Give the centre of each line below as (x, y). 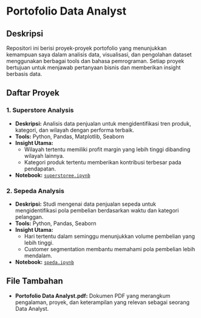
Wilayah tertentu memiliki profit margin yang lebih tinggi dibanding (107, 149)
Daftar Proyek (33, 93)
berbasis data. (24, 74)
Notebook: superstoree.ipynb (53, 175)
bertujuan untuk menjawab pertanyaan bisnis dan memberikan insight (94, 67)
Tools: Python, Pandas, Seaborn (56, 223)
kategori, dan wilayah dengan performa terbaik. (75, 130)
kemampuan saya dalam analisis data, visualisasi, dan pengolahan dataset (99, 55)
